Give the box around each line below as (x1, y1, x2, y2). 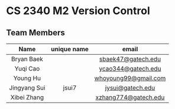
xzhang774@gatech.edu (95, 93, 165, 101)
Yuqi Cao (14, 65, 40, 72)
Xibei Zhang (10, 93, 44, 101)
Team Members (6, 28, 65, 38)
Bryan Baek (11, 55, 43, 63)
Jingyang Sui (9, 84, 46, 92)
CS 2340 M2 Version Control (6, 4, 151, 18)
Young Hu (13, 74, 41, 82)
